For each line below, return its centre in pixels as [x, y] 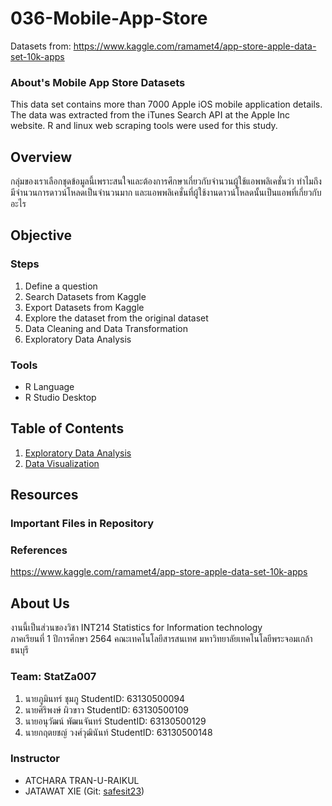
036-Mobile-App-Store [109, 18]
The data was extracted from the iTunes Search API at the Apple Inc [150, 115]
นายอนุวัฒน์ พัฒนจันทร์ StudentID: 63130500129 [115, 721]
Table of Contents [67, 428]
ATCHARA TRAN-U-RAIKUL [82, 780]
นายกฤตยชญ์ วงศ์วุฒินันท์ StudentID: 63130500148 [118, 732]
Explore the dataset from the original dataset [116, 318]
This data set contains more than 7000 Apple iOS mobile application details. [166, 104]
